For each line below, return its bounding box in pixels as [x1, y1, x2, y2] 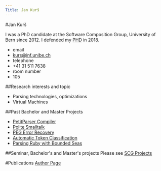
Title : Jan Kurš [5, 7, 39, 13]
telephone [12, 57, 34, 64]
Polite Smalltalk [12, 124, 45, 130]
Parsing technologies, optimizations [12, 93, 88, 99]
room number [12, 68, 42, 74]
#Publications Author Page [5, 160, 61, 166]
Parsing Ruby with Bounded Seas [12, 140, 83, 146]
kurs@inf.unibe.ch [12, 52, 51, 58]
